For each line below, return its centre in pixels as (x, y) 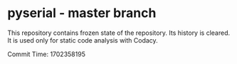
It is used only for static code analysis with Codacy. (83, 40)
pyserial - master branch (82, 13)
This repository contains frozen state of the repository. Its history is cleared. (118, 33)
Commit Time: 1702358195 (46, 54)
